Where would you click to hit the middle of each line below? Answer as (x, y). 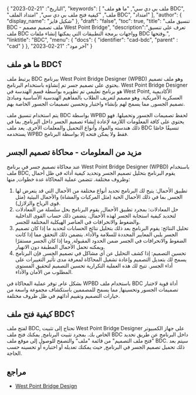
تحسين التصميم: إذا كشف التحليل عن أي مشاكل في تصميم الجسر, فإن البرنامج (101, 253)
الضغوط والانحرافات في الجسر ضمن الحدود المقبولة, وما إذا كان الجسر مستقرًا (101, 240)
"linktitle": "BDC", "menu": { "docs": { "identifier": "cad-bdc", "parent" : (92, 40)
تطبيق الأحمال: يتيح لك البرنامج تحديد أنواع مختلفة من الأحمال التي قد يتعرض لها (101, 190)
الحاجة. (14, 353)
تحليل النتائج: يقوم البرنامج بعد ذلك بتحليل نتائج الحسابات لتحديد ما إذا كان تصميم (102, 228)
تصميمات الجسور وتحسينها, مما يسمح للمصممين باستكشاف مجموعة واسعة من (92, 289)
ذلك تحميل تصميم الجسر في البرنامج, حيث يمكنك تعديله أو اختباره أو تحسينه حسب (96, 347)
